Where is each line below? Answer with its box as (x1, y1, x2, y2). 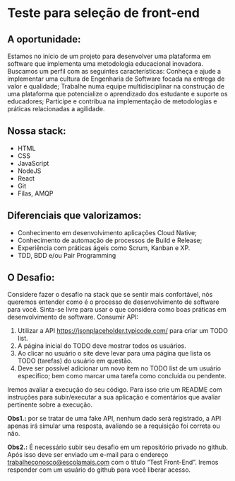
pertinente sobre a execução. (7, 400, 93, 409)
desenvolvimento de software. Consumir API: (7, 313, 139, 322)
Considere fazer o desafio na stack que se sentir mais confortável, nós (7, 290, 213, 299)
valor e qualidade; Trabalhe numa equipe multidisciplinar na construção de (7, 82, 224, 90)
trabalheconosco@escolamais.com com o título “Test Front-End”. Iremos (7, 458, 219, 467)
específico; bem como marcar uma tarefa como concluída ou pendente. (17, 372, 227, 380)
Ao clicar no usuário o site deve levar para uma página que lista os (17, 349, 212, 358)
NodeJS (17, 166, 42, 175)
